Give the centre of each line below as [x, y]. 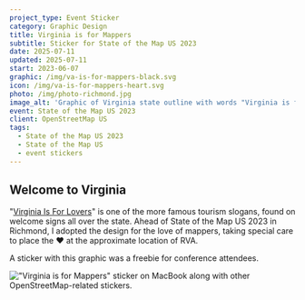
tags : [20, 128]
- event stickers [50, 153]
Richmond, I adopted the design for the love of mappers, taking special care [152, 231]
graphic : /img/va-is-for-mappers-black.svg [93, 77]
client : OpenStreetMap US [58, 119]
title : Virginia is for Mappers [70, 35]
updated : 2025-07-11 [49, 60]
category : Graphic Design [58, 26]
